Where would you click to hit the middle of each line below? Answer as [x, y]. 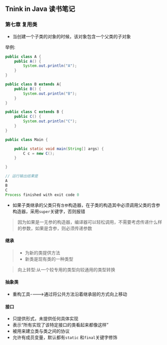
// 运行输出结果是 [22, 176]
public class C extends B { [34, 112]
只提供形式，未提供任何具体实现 [45, 319]
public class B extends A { [33, 84]
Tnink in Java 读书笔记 [40, 9]
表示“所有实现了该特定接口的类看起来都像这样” [60, 325]
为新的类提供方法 [42, 253]
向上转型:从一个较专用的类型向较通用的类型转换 [66, 269]
